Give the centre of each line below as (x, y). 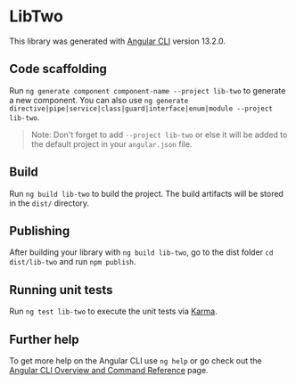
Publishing (40, 230)
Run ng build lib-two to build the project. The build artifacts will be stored (146, 193)
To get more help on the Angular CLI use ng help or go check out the (136, 361)
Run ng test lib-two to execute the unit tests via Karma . (113, 311)
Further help (45, 339)
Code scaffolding (58, 69)
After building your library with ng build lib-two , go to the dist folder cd (141, 252)
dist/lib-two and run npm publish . (73, 262)
